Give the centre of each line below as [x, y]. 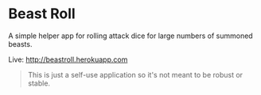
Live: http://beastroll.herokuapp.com [68, 59]
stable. [39, 83]
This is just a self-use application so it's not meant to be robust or [135, 74]
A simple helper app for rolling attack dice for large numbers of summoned [130, 36]
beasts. [20, 44]
